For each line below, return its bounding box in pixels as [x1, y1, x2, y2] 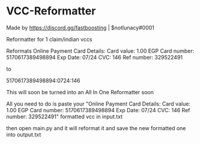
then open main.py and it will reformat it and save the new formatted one [6, 124, 186, 131]
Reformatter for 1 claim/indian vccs [6, 35, 92, 43]
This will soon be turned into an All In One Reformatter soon [6, 88, 154, 95]
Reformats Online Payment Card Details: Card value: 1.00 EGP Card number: [6, 47, 195, 55]
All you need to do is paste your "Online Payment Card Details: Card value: [6, 100, 191, 107]
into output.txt [6, 131, 41, 138]
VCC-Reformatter [6, 4, 96, 18]
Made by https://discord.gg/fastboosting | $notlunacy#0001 [6, 24, 155, 31]
